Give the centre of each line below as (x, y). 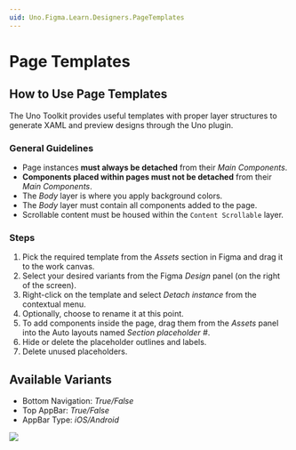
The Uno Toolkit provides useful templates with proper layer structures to (143, 116)
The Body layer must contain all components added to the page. (140, 205)
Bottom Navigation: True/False (78, 401)
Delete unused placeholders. (75, 351)
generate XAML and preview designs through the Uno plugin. (121, 125)
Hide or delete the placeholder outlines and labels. (114, 342)
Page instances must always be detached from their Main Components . (155, 167)
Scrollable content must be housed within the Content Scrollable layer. (153, 214)
